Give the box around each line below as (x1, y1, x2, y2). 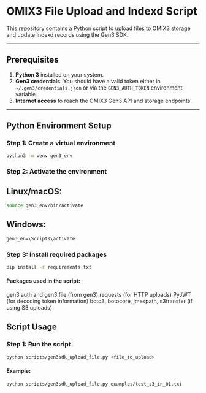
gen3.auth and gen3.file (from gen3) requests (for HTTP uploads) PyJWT (6, 291, 191, 298)
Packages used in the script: (6, 277, 81, 284)
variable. (15, 90, 38, 97)
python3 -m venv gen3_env (6, 153, 72, 159)
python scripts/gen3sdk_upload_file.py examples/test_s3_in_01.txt (6, 381, 183, 387)
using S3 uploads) (6, 303, 53, 311)
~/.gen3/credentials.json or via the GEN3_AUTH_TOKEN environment (15, 84, 183, 91)
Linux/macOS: (6, 186, 63, 197)
